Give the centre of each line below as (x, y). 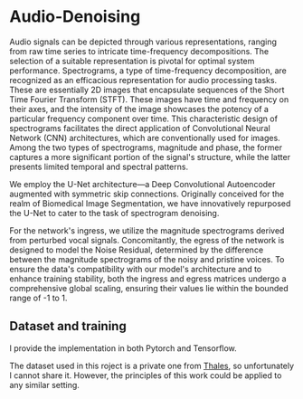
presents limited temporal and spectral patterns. (99, 166)
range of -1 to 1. (38, 298)
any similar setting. (44, 385)
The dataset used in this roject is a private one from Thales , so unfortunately (152, 366)
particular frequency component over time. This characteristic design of (144, 119)
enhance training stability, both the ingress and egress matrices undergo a (148, 279)
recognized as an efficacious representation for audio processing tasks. (143, 80)
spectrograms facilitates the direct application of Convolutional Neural (140, 128)
